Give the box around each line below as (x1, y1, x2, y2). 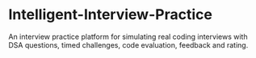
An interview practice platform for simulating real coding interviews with (8, 32, 248, 41)
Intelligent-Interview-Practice (8, 6, 212, 24)
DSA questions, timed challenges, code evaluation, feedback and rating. (8, 40, 249, 49)
